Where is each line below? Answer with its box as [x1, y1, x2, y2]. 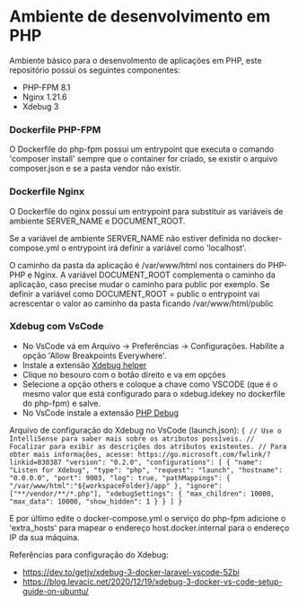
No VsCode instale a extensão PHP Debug [22, 407, 180, 418]
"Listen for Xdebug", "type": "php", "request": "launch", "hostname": [9, 465, 283, 475]
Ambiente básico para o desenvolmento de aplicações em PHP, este [9, 55, 262, 66]
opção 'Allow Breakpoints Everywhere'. [22, 350, 168, 361]
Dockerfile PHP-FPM [9, 123, 101, 136]
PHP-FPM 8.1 [22, 82, 71, 92]
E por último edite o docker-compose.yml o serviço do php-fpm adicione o [9, 513, 286, 523]
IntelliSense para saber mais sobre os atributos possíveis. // [9, 434, 255, 443]
